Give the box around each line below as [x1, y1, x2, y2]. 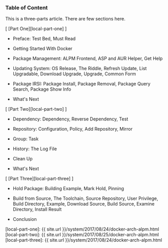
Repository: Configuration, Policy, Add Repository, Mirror [12, 126, 133, 132]
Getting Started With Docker [12, 46, 73, 52]
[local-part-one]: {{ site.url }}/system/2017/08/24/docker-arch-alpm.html [5, 226, 160, 232]
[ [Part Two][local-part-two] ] [5, 106, 67, 112]
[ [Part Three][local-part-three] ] [5, 176, 74, 182]
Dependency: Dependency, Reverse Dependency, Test [12, 116, 129, 122]
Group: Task [12, 136, 39, 142]
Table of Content [5, 4, 48, 11]
